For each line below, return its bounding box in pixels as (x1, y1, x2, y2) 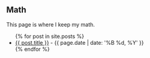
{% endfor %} (15, 45, 50, 53)
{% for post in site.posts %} (15, 33, 85, 40)
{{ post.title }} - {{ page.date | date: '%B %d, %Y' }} (15, 39, 144, 46)
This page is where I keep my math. (6, 21, 95, 28)
